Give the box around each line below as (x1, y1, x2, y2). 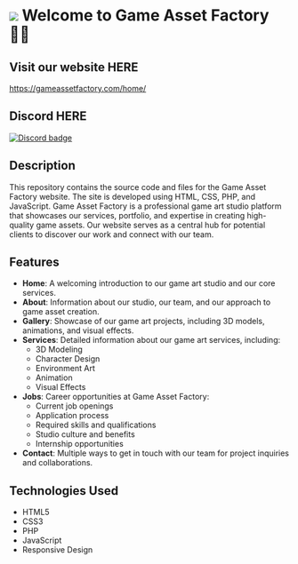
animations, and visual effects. (21, 325, 134, 336)
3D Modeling (35, 344, 83, 355)
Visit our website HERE (9, 60, 139, 75)
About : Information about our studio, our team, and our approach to (21, 297, 271, 307)
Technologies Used (9, 483, 118, 498)
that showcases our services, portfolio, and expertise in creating (9, 210, 246, 220)
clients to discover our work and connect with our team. (9, 228, 214, 240)
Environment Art (35, 363, 95, 374)
